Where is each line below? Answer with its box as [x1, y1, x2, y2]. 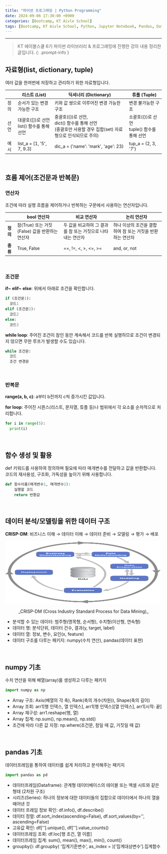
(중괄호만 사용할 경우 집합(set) [54, 126, 114, 132]
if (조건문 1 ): [5, 296, 31, 301]
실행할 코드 [14, 487, 34, 492]
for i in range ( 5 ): [5, 421, 46, 426]
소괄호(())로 [129, 114, 152, 120]
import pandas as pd [5, 772, 48, 777]
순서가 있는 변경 [17, 99, 49, 105]
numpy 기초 [5, 663, 41, 671]
